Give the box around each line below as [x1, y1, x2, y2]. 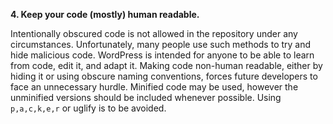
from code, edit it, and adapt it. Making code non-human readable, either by [10, 60, 323, 71]
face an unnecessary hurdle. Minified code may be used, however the [10, 81, 299, 93]
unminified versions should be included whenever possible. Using [10, 92, 282, 103]
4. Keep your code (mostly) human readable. [10, 9, 200, 20]
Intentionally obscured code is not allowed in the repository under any [10, 28, 298, 39]
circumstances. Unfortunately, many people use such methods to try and [10, 39, 312, 50]
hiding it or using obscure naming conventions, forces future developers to [10, 70, 318, 82]
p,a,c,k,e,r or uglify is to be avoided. [10, 102, 167, 114]
